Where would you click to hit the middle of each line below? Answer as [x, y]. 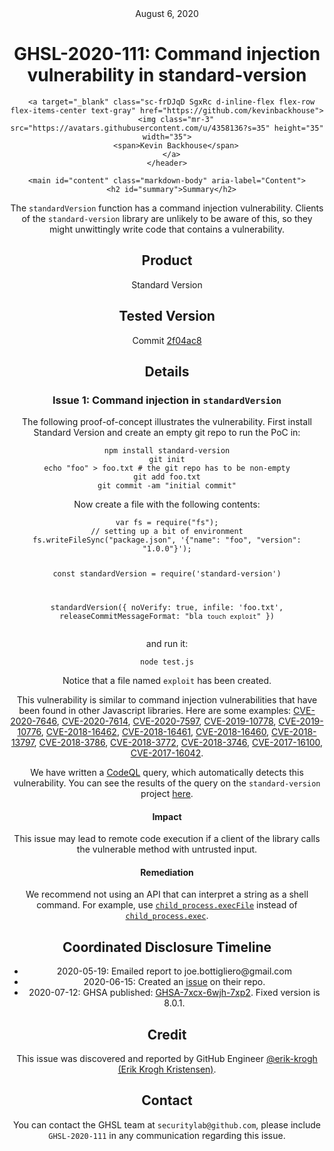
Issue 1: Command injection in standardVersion [167, 400]
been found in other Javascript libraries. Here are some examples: [155, 711]
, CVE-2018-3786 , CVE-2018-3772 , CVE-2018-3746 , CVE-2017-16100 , [178, 743]
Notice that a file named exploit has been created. [167, 681]
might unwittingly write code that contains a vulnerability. [167, 229]
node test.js [167, 662]
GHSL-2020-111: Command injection [167, 54]
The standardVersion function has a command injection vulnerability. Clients [167, 208]
